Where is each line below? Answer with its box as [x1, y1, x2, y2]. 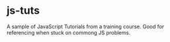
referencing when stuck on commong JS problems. [6, 29, 131, 36]
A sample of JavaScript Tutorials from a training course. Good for [6, 23, 165, 30]
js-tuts [6, 4, 40, 17]
